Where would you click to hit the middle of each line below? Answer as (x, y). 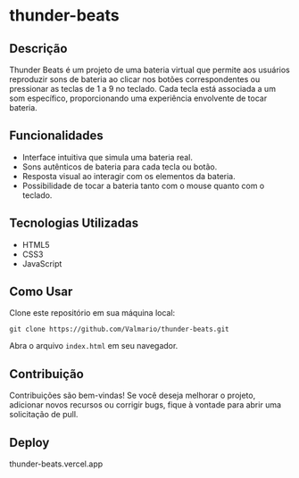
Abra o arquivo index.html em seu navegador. (94, 346)
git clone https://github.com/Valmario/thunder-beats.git (119, 330)
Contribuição (47, 374)
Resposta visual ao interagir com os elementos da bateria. (129, 176)
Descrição (38, 49)
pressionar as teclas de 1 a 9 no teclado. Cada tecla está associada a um (143, 89)
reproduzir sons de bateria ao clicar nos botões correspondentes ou (135, 79)
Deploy (29, 442)
